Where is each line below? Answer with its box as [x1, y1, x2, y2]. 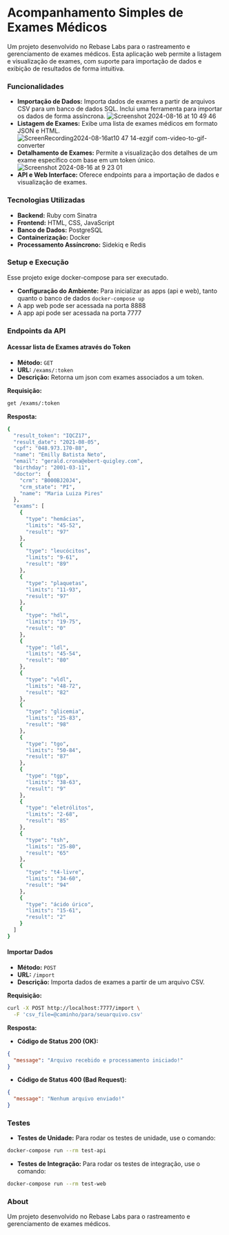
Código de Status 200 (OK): [17, 1037, 99, 1045]
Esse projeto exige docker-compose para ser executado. [7, 273, 169, 281]
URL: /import [17, 970, 55, 979]
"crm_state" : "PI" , [19, 484, 76, 490]
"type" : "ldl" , [25, 644, 70, 651]
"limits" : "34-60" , [25, 875, 81, 882]
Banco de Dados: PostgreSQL [17, 226, 103, 234]
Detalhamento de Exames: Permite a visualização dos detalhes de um [17, 149, 218, 157]
